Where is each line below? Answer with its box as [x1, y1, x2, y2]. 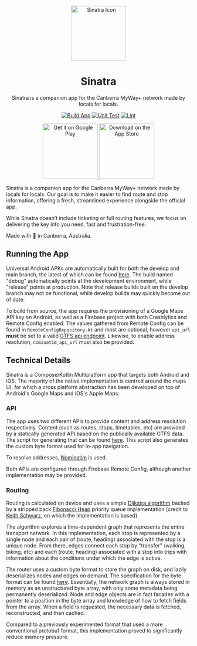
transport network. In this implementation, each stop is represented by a [6, 530, 181, 537]
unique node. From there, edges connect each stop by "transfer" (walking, [6, 542, 186, 549]
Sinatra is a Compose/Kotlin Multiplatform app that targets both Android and [6, 371, 189, 378]
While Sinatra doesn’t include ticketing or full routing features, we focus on [6, 214, 186, 221]
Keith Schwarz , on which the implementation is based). [6, 512, 139, 519]
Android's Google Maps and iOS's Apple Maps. [6, 390, 120, 397]
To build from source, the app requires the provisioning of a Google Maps [6, 307, 184, 314]
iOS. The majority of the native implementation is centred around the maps [6, 377, 186, 384]
